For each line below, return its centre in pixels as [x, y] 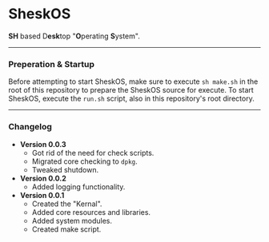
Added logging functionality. [78, 186]
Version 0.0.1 [42, 195]
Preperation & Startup [51, 64]
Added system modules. [72, 220]
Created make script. [66, 229]
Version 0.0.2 [43, 178]
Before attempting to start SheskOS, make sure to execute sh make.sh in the [133, 81]
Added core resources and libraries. [91, 212]
